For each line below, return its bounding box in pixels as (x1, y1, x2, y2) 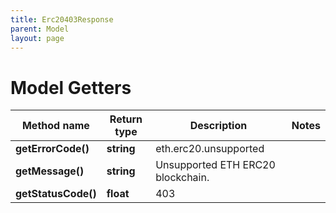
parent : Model (10, 24, 70, 34)
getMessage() (15, 164, 85, 178)
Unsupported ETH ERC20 (155, 158, 276, 172)
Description (189, 119, 248, 133)
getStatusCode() (15, 187, 97, 201)
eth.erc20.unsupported (155, 142, 265, 156)
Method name (21, 119, 90, 133)
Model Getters (10, 76, 132, 99)
